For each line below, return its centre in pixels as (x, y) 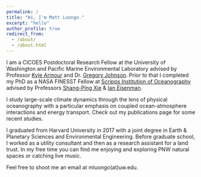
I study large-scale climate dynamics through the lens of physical (87, 99)
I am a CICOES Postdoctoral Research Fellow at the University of (86, 62)
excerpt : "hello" (28, 23)
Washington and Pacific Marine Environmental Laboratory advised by (91, 68)
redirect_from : (25, 34)
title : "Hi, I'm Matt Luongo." (45, 17)
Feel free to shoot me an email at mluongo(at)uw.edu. (72, 167)
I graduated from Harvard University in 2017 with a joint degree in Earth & (97, 130)
